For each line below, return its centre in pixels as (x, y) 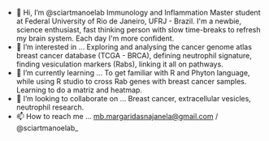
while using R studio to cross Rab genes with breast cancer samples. (131, 81)
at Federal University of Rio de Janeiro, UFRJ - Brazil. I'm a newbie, (129, 21)
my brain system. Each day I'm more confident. (95, 38)
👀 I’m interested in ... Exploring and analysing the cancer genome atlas (134, 47)
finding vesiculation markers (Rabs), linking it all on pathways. (119, 64)
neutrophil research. (50, 107)
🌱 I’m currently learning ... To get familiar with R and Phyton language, (133, 73)
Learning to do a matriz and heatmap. (79, 90)
